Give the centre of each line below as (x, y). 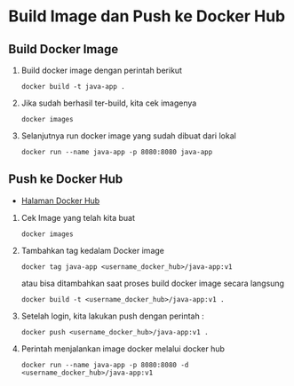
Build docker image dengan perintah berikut (102, 70)
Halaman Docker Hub (60, 201)
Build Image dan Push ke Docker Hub (147, 16)
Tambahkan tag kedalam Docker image (93, 250)
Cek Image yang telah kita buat (78, 217)
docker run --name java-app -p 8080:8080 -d (105, 365)
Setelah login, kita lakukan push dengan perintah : (113, 316)
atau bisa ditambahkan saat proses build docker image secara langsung (153, 283)
